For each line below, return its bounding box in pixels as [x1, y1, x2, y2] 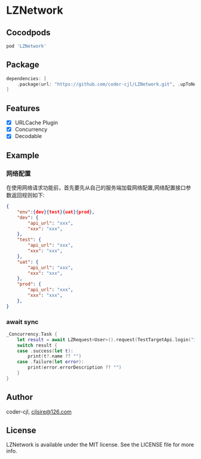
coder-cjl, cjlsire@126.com [6, 408, 72, 415]
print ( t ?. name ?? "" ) [28, 353, 82, 359]
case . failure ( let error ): [17, 359, 84, 365]
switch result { [17, 342, 58, 348]
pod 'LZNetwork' [6, 43, 47, 49]
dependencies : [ [6, 75, 47, 81]
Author [6, 392, 33, 402]
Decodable [14, 133, 42, 140]
